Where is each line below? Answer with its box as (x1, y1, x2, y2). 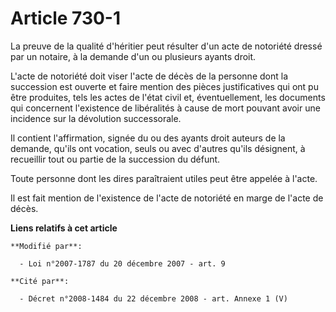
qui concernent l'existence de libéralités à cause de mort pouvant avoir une (10, 102, 321, 114)
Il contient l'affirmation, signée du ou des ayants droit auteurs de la (10, 132, 286, 144)
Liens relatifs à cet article (10, 222, 118, 234)
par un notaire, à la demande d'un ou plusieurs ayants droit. (10, 50, 257, 62)
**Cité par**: (10, 276, 70, 286)
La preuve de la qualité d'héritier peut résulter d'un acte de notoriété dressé (10, 40, 323, 52)
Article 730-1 (10, 7, 122, 30)
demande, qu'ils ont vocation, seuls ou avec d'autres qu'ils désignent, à (10, 142, 306, 154)
